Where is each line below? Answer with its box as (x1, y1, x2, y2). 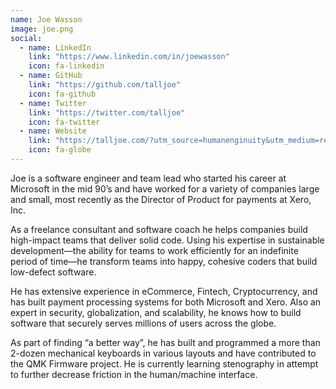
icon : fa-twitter (28, 117, 101, 127)
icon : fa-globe (28, 145, 92, 155)
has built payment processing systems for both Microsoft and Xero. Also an (10, 296, 322, 308)
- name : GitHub (19, 71, 83, 81)
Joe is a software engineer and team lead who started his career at (10, 172, 287, 184)
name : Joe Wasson (10, 14, 83, 25)
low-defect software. (10, 266, 97, 278)
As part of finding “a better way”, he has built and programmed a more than (10, 336, 321, 348)
